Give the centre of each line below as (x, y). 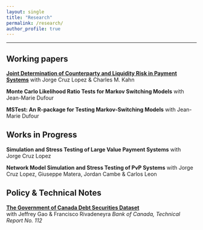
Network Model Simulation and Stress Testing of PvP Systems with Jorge (100, 167)
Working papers (37, 59)
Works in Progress (42, 135)
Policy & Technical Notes (54, 193)
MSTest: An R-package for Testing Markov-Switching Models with (91, 110)
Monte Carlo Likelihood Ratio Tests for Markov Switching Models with (95, 92)
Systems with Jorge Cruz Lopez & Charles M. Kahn (70, 80)
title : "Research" (29, 18)
